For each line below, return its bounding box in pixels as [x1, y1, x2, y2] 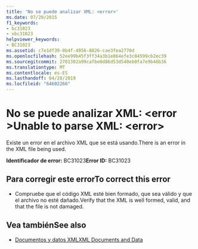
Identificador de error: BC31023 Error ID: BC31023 [6, 156, 131, 164]
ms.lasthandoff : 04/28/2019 [6, 75, 76, 81]
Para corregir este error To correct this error [6, 174, 171, 185]
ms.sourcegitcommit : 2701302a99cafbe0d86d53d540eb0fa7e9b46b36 [6, 59, 167, 64]
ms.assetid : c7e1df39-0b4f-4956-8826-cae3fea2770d [6, 48, 135, 54]
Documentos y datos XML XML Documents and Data [14, 236, 143, 243]
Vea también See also [6, 220, 86, 230]
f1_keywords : [6, 20, 39, 26]
